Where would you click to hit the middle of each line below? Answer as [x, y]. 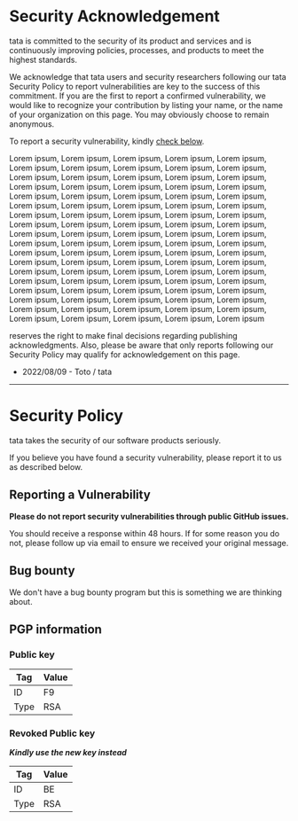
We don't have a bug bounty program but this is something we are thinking [145, 592]
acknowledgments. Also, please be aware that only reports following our [141, 345]
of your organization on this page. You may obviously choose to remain [139, 114]
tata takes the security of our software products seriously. [115, 440]
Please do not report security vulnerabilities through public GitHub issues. [149, 516]
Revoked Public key [52, 733]
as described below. [46, 466]
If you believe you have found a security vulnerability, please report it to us [145, 457]
